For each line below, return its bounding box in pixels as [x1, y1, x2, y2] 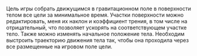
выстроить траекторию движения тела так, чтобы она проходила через [6, 37, 189, 43]
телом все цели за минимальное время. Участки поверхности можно [6, 11, 184, 18]
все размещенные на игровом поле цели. [6, 43, 113, 50]
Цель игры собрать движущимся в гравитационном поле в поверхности [6, 5, 192, 12]
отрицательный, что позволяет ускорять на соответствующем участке [6, 24, 187, 31]
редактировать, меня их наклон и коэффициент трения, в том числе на [6, 18, 187, 24]
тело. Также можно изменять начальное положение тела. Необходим [6, 30, 185, 38]
